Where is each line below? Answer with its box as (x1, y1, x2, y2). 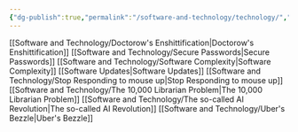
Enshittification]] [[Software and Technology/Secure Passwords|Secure (9, 46, 271, 58)
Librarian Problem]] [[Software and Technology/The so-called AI (9, 94, 245, 105)
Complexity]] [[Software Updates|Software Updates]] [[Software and (9, 66, 262, 76)
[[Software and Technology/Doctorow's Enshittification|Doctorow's (9, 37, 255, 48)
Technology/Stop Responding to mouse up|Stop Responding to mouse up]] (9, 74, 284, 85)
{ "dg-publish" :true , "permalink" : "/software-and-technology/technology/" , (9, 12, 288, 22)
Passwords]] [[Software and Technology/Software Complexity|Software (9, 56, 271, 66)
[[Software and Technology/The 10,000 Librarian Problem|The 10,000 (9, 84, 263, 95)
